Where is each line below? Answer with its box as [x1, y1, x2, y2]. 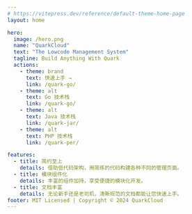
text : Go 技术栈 [25, 94, 70, 101]
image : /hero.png [13, 35, 64, 42]
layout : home [7, 17, 45, 24]
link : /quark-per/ [25, 139, 79, 146]
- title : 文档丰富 [13, 183, 63, 191]
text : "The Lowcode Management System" [13, 49, 129, 56]
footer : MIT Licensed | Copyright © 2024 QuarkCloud [7, 197, 163, 204]
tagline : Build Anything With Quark [13, 55, 120, 63]
